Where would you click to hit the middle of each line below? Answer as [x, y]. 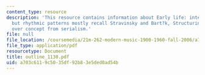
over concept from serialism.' [52, 29]
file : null [20, 34]
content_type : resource [37, 12]
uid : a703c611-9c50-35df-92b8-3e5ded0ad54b [63, 62]
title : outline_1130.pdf [38, 57]
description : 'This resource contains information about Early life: [97, 18]
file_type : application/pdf [42, 46]
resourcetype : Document [37, 51]
